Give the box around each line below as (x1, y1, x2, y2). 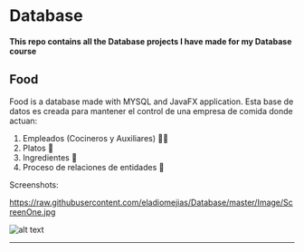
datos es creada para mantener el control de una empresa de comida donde (9, 105, 293, 116)
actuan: (9, 115, 38, 126)
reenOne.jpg (9, 206, 56, 218)
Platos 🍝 (22, 142, 54, 153)
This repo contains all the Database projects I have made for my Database (9, 35, 292, 46)
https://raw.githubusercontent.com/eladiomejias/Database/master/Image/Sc (9, 197, 294, 208)
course (9, 45, 37, 56)
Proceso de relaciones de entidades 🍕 (22, 161, 165, 172)
